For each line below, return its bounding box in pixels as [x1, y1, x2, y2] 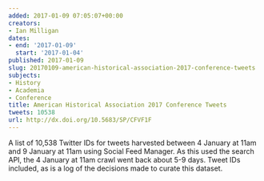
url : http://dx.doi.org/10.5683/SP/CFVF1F [8, 116, 152, 124]
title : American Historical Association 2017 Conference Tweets [8, 101, 227, 109]
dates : [8, 34, 30, 42]
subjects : [8, 71, 42, 79]
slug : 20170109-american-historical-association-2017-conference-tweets [8, 64, 256, 72]
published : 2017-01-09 [8, 57, 84, 65]
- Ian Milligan [8, 26, 59, 34]
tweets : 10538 [8, 109, 56, 117]
